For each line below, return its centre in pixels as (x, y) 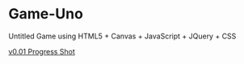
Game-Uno (46, 14)
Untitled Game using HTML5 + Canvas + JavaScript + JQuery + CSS (122, 36)
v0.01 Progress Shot (42, 51)
